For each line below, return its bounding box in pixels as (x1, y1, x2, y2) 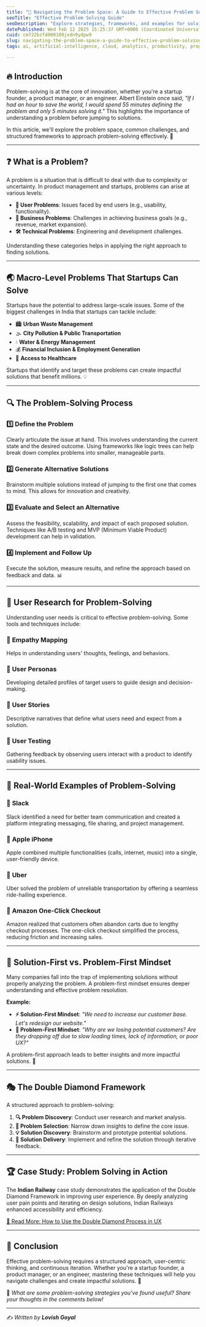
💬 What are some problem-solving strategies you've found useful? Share (6, 1289, 191, 1296)
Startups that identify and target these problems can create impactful (6, 366, 181, 374)
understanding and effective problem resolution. (6, 986, 129, 994)
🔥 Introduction (6, 71, 63, 82)
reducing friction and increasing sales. (6, 934, 104, 941)
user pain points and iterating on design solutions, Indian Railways (6, 1199, 174, 1207)
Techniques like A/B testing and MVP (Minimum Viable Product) (6, 526, 167, 534)
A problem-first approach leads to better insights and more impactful (6, 1051, 181, 1058)
